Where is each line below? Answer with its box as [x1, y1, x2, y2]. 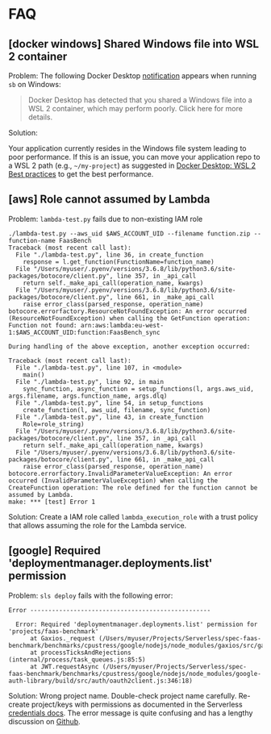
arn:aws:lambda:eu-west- [80, 321, 164, 329]
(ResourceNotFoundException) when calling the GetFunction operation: [8, 314, 251, 323]
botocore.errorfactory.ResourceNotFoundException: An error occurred [8, 307, 248, 315]
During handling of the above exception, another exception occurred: [8, 342, 251, 351]
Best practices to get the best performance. [8, 169, 154, 178]
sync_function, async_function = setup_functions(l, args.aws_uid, [23, 385, 254, 393]
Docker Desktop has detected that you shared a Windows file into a [27, 95, 252, 105]
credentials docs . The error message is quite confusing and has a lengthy [8, 707, 253, 718]
